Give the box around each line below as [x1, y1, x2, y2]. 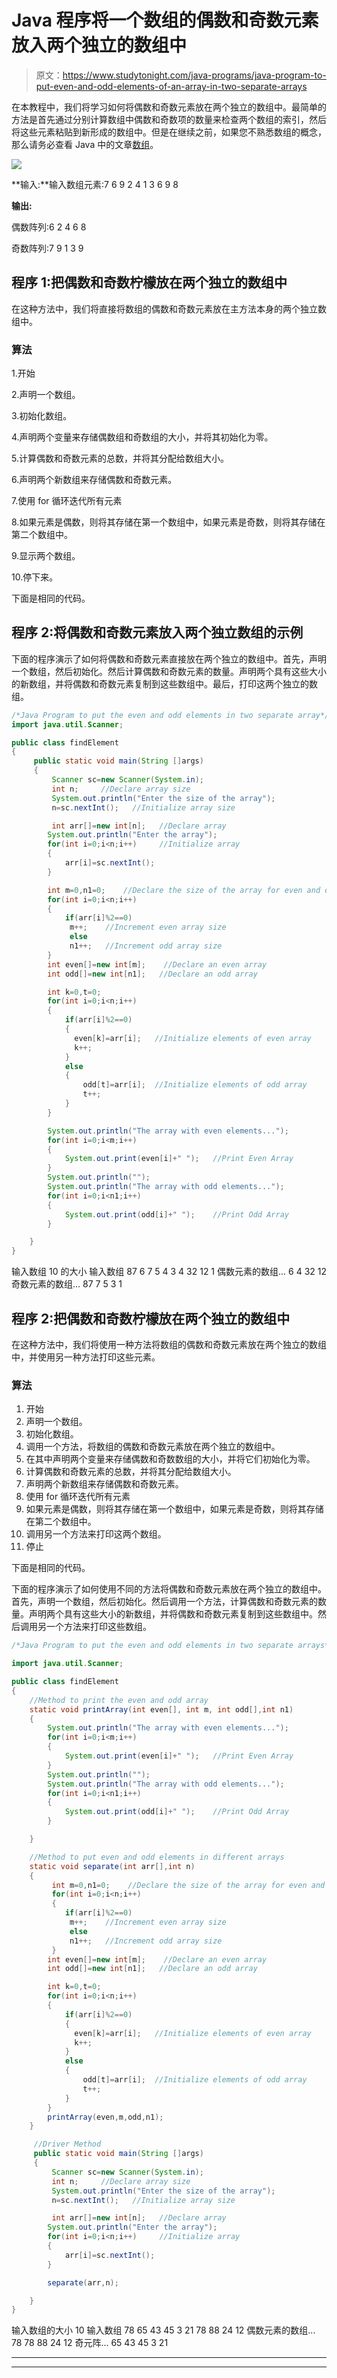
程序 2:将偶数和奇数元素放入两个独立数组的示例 [11, 624, 304, 641]
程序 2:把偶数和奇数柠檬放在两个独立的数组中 [11, 1310, 291, 1327]
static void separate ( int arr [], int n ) [29, 1861, 196, 1871]
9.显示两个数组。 [11, 550, 81, 562]
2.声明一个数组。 [11, 389, 81, 401]
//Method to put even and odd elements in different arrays [29, 1852, 285, 1862]
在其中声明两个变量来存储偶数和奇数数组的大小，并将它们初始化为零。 [25, 1453, 316, 1465]
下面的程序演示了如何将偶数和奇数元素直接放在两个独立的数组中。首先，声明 [11, 652, 327, 665]
